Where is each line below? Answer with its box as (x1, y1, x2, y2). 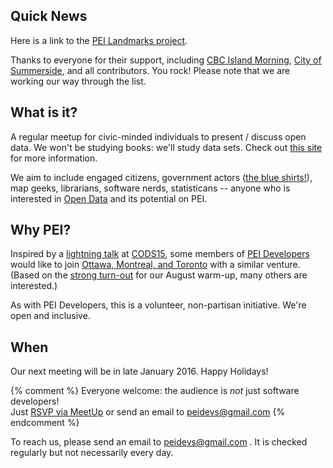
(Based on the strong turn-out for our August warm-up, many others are (10, 269, 308, 281)
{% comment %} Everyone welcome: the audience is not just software (10, 385, 300, 397)
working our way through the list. (10, 75, 147, 87)
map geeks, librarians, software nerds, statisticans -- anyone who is (10, 182, 291, 194)
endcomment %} (10, 417, 80, 429)
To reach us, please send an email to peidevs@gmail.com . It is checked (10, 436, 308, 448)
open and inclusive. (10, 310, 91, 322)
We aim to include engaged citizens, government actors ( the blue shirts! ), (10, 171, 313, 183)
